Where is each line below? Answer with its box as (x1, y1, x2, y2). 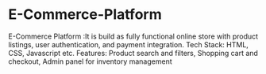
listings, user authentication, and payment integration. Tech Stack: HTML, (8, 39, 249, 49)
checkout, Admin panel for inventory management (8, 57, 172, 66)
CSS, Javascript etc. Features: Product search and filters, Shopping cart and (8, 48, 258, 57)
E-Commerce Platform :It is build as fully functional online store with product (8, 31, 259, 41)
